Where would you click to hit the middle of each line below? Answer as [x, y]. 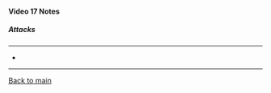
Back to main [30, 80]
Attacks [22, 30]
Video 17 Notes [34, 11]
